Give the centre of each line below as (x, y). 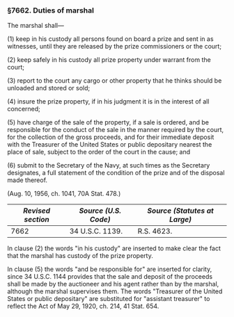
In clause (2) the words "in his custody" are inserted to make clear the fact (114, 248)
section (37, 220)
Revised (37, 211)
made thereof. (27, 180)
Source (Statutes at (180, 211)
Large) (181, 220)
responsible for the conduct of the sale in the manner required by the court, (116, 130)
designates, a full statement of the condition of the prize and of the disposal (116, 173)
